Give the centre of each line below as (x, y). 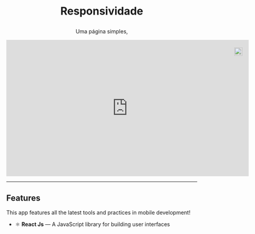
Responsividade (102, 11)
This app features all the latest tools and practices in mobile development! (98, 212)
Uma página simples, (102, 32)
